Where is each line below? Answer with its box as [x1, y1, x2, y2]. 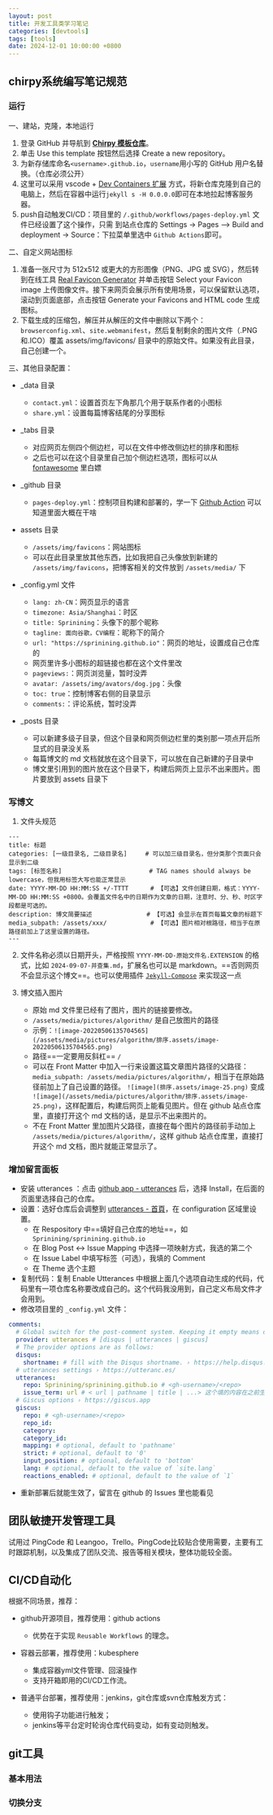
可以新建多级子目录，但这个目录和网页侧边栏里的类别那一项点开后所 [32, 733, 261, 743]
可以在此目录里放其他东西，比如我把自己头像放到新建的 [32, 552, 218, 562]
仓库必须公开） [37, 168, 89, 178]
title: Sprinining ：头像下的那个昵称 [32, 617, 159, 627]
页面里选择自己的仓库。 [19, 1194, 99, 1204]
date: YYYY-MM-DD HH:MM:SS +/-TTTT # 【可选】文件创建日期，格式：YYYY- [8, 885, 261, 893]
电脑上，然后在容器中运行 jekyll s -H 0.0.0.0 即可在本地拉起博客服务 [19, 189, 253, 199]
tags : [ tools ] [8, 34, 57, 43]
